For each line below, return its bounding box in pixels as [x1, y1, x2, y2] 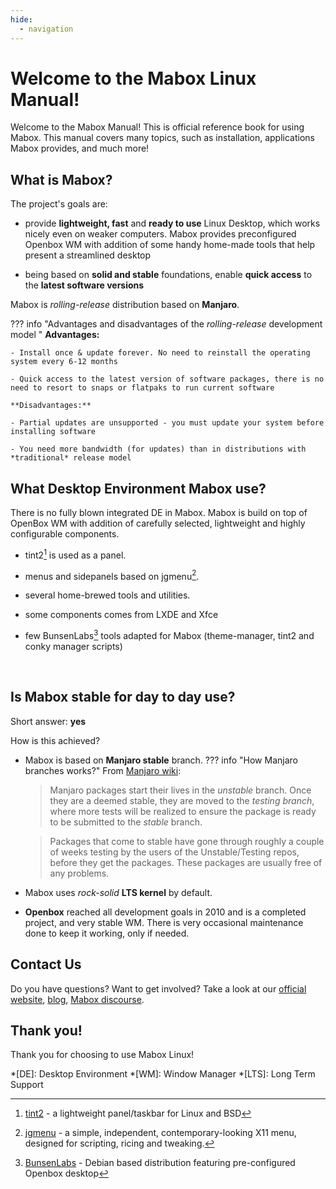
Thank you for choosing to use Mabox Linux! [10, 1049, 195, 1061]
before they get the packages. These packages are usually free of [49, 856, 323, 868]
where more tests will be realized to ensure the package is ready [49, 805, 317, 817]
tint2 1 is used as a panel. [24, 547, 127, 561]
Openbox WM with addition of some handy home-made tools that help [24, 239, 316, 251]
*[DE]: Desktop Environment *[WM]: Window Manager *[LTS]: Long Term [10, 1068, 316, 1080]
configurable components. [10, 528, 120, 540]
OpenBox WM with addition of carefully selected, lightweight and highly [10, 517, 306, 530]
